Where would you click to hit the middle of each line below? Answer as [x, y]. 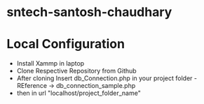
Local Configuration [66, 44]
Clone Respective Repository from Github [77, 71]
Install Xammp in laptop [50, 64]
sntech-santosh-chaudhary [89, 12]
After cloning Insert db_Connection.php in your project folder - [107, 78]
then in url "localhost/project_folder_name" [79, 93]
